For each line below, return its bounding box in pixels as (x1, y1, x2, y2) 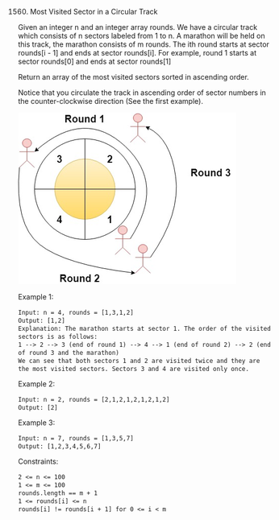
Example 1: (18, 292, 54, 301)
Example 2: (18, 379, 56, 389)
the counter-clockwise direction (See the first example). (18, 97, 203, 105)
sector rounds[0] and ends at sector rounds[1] (18, 56, 172, 66)
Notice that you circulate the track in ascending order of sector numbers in (18, 88, 266, 97)
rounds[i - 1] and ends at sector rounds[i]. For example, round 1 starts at (18, 48, 257, 57)
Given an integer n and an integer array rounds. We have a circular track (18, 23, 258, 31)
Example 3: (18, 418, 56, 427)
